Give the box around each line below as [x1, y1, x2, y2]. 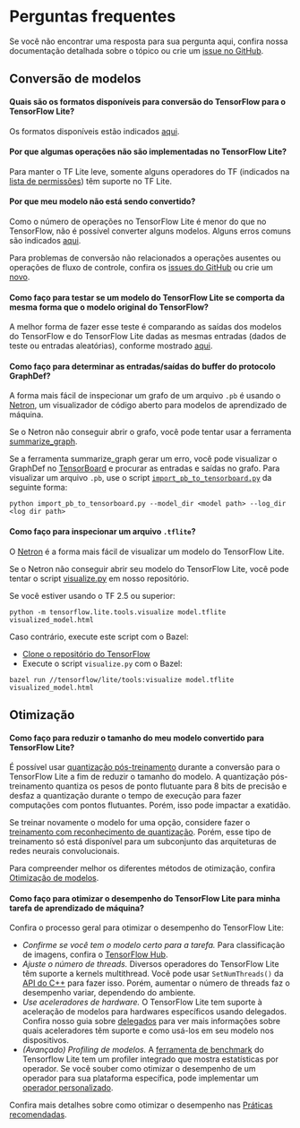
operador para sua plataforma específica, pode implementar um [21, 1072, 259, 1084]
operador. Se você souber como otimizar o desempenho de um [21, 1064, 257, 1074]
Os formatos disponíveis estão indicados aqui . [9, 125, 180, 136]
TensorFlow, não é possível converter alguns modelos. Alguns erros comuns [9, 226, 291, 236]
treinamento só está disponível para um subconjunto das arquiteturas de [9, 836, 277, 847]
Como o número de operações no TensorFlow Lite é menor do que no [9, 216, 267, 226]
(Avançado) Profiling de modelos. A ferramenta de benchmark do [21, 1045, 264, 1055]
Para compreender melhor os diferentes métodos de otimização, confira [9, 863, 276, 874]
